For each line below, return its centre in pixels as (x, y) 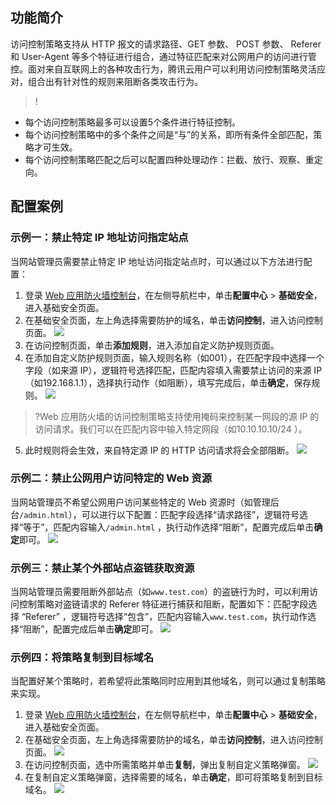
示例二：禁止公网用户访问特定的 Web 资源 (111, 478)
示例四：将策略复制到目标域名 (82, 658)
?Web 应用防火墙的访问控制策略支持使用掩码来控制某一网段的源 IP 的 (177, 416)
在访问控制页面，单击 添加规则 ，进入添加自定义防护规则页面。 (152, 345)
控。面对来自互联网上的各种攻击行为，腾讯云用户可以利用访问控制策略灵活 (163, 69)
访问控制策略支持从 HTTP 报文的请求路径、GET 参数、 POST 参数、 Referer (166, 44)
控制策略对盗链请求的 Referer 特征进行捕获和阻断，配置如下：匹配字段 (163, 604)
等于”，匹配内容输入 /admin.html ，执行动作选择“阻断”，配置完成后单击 (169, 527)
